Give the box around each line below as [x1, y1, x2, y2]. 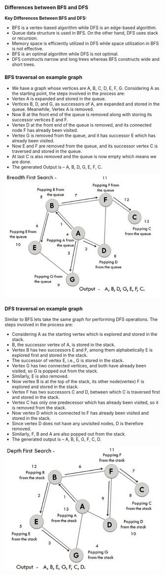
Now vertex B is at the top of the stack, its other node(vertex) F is [11, 379, 145, 385]
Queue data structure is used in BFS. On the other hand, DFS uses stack [11, 30, 159, 36]
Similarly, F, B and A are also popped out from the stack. [11, 431, 126, 437]
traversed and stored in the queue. [11, 148, 82, 154]
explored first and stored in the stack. [11, 353, 88, 358]
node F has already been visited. [11, 127, 78, 133]
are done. [11, 159, 32, 165]
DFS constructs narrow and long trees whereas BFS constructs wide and [11, 56, 160, 62]
